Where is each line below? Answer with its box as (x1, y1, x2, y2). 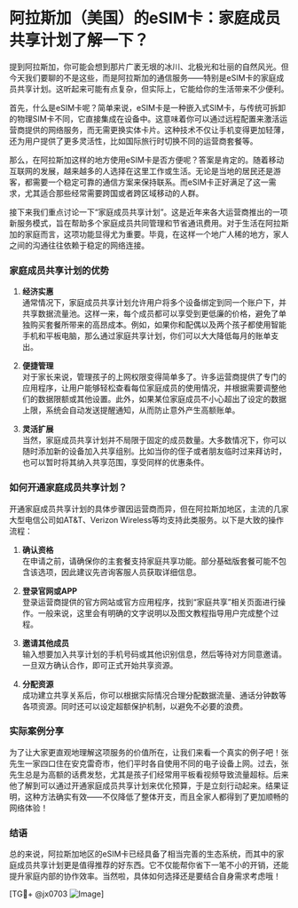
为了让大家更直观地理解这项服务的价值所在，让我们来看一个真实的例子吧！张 (9, 746, 289, 757)
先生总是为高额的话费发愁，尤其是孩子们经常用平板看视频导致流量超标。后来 (9, 769, 289, 779)
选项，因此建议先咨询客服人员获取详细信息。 (37, 566, 201, 577)
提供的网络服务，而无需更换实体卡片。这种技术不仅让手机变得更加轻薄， (24, 124, 289, 135)
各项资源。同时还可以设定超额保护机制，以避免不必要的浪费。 (21, 700, 248, 711)
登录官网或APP (21, 585, 78, 596)
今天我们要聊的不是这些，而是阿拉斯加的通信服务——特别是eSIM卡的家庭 (9, 72, 277, 83)
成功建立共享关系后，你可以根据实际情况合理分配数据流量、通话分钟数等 (21, 690, 286, 700)
